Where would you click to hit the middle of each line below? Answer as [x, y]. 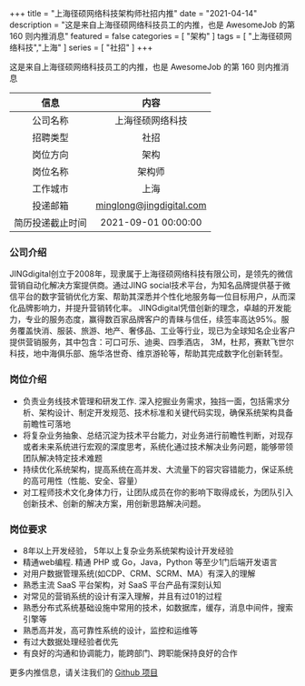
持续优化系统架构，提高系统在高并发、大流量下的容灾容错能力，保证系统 [157, 469]
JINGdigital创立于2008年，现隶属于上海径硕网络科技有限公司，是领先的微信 [151, 274]
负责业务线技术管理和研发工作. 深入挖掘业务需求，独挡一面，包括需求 [152, 401]
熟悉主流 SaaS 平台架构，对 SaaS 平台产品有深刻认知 [122, 584]
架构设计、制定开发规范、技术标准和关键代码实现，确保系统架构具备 [166, 412]
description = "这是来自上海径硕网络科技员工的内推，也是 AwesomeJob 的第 [152, 25]
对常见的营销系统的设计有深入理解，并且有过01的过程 [122, 596]
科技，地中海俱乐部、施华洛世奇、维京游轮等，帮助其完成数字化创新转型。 [148, 354]
